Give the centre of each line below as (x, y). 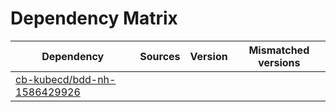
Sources (160, 56)
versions (279, 62)
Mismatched (279, 50)
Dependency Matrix (94, 18)
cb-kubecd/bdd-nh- (66, 79)
